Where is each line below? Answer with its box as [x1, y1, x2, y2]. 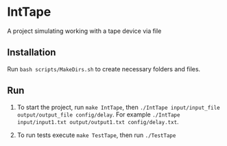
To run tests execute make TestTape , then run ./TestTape [16, 131, 176, 139]
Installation [7, 47, 56, 58]
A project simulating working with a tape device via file [7, 27, 162, 35]
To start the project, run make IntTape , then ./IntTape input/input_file [16, 103, 221, 111]
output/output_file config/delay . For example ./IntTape [16, 110, 180, 119]
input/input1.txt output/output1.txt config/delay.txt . [16, 117, 180, 125]
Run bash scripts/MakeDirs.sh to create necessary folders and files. [7, 64, 201, 73]
